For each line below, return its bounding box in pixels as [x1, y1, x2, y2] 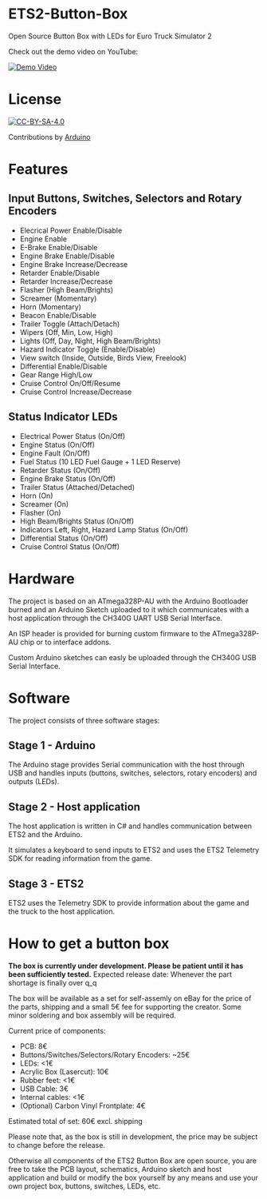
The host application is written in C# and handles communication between [8, 821, 253, 831]
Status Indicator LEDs [8, 410, 118, 424]
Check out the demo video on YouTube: [8, 46, 139, 56]
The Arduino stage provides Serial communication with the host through [8, 760, 245, 770]
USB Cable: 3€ [19, 1084, 69, 1093]
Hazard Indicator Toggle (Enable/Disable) [19, 345, 155, 354]
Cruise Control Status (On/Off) [19, 541, 120, 552]
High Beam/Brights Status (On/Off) [19, 516, 135, 526]
